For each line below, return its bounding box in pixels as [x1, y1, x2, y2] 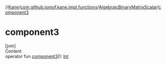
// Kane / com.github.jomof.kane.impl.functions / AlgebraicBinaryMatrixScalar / [5, 4, 159, 10]
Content [5, 48, 22, 54]
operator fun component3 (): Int [5, 53, 69, 59]
